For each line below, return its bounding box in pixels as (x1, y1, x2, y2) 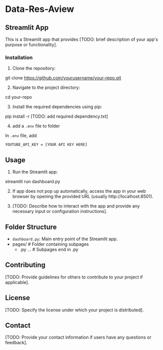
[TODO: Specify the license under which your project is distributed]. (5, 307, 144, 313)
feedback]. (5, 340, 28, 346)
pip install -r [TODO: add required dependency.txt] (5, 113, 108, 120)
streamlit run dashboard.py (5, 179, 60, 185)
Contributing (5, 261, 46, 269)
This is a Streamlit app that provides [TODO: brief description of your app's (5, 36, 159, 42)
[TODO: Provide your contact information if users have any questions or (5, 334, 152, 341)
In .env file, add (5, 133, 37, 139)
